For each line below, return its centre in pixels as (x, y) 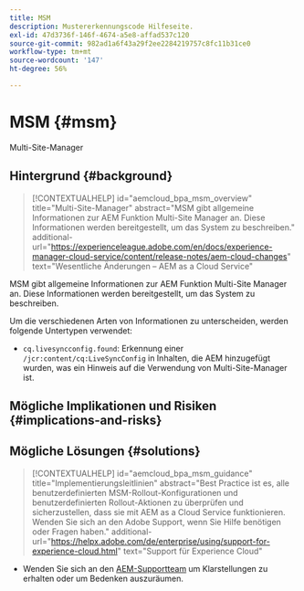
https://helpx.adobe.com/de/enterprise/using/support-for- (161, 541)
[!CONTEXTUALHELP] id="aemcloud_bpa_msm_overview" (142, 198)
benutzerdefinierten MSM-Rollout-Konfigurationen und (135, 492)
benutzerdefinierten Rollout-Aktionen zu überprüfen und (137, 502)
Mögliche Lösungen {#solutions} (105, 452)
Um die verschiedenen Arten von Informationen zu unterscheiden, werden (149, 321)
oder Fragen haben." (70, 532)
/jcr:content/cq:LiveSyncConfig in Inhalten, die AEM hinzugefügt (147, 358)
